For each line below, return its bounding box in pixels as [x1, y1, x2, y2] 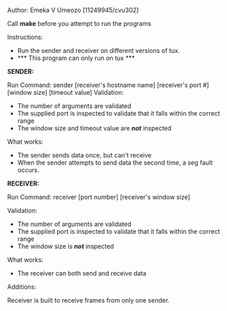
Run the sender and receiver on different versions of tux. [17, 47, 180, 54]
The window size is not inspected [17, 242, 114, 250]
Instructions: [7, 33, 43, 41]
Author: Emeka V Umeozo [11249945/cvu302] [7, 6, 139, 14]
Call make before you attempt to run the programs [7, 20, 152, 27]
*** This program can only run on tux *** [17, 54, 135, 62]
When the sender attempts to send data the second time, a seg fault [17, 158, 213, 167]
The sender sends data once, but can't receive [17, 151, 152, 159]
